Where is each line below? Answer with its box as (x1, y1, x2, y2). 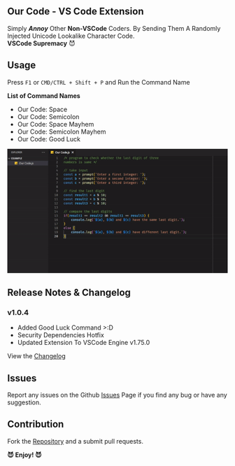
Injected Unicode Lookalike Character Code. (7, 31, 135, 40)
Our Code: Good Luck (17, 134, 80, 143)
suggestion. (7, 398, 42, 407)
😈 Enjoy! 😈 (7, 451, 42, 459)
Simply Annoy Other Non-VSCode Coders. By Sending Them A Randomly (7, 24, 221, 32)
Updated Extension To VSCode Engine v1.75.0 (17, 339, 150, 347)
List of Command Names (7, 91, 80, 100)
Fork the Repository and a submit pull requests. (7, 437, 143, 445)
